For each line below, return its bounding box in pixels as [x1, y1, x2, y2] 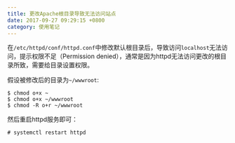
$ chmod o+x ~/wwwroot [7, 96, 74, 103]
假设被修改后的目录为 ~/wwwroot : [7, 76, 100, 84]
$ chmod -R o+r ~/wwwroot [7, 102, 83, 109]
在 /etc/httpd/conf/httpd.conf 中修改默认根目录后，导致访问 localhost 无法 [7, 43, 222, 52]
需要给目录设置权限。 [31, 61, 93, 69]
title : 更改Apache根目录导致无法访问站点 [7, 10, 116, 18]
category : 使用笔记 [7, 23, 60, 30]
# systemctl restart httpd [7, 129, 86, 137]
